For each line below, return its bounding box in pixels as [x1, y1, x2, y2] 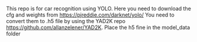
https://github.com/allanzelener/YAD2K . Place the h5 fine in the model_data [6, 24, 190, 31]
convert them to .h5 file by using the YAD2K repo [6, 18, 126, 24]
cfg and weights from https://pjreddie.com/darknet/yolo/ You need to [6, 11, 175, 18]
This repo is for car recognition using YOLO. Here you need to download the [6, 5, 191, 12]
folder [6, 30, 21, 37]
